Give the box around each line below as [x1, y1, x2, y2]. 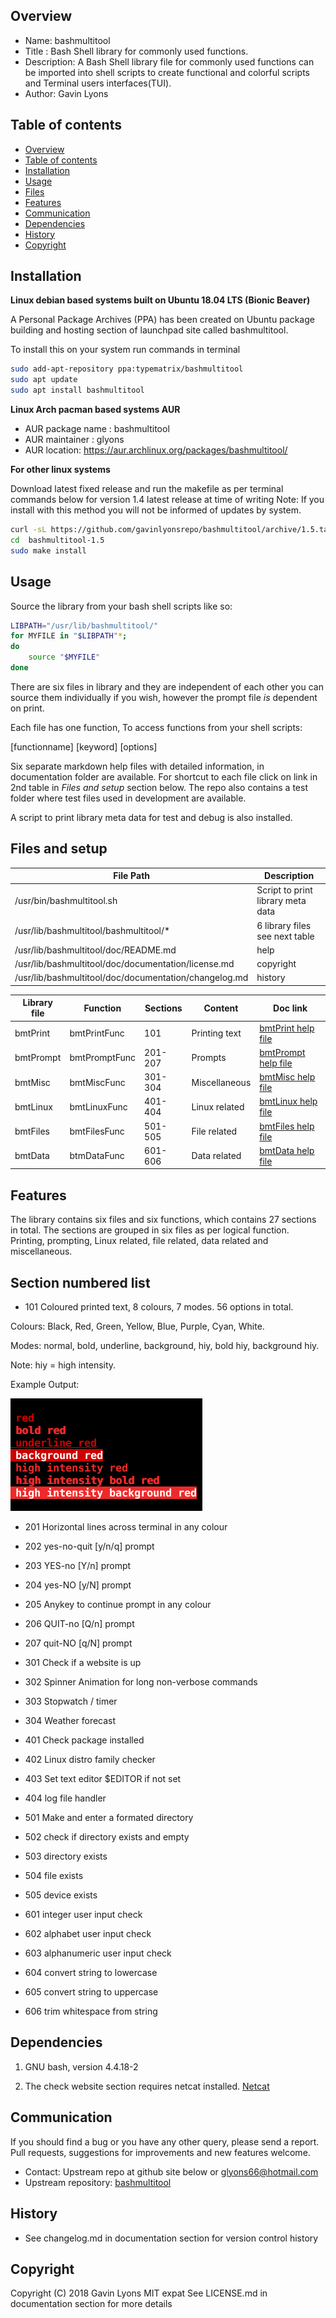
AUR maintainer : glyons [24, 434, 125, 446]
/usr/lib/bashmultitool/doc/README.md [14, 944, 177, 956]
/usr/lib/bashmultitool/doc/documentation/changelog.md [14, 972, 249, 984]
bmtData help [259, 1144, 315, 1156]
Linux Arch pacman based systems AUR [10, 404, 181, 416]
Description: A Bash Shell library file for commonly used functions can [24, 55, 315, 68]
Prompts [191, 1052, 227, 1064]
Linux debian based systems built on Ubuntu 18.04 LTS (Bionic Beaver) [10, 294, 311, 306]
